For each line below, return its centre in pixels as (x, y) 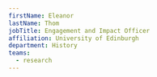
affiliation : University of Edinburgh (74, 38)
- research (34, 61)
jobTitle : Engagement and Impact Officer (79, 30)
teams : (19, 53)
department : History (43, 46)
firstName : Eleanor (41, 16)
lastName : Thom (34, 23)
